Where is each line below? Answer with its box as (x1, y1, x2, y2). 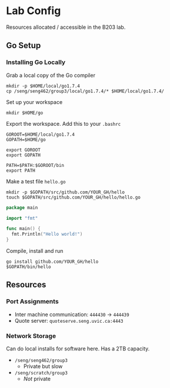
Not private (23, 375, 51, 382)
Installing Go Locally (6, 58, 66, 66)
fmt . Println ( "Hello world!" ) (11, 231, 83, 238)
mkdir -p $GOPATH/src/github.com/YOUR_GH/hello (6, 189, 125, 195)
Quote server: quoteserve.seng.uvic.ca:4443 (14, 317, 124, 324)
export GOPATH (6, 152, 41, 158)
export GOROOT (6, 147, 41, 153)
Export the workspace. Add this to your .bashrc (6, 120, 121, 127)
